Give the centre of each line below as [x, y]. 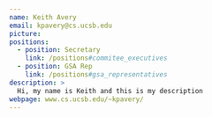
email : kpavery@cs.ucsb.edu [61, 26]
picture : [25, 33]
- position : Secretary [59, 50]
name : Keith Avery [43, 17]
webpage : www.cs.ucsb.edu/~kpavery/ [76, 99]
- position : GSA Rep [55, 67]
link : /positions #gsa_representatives [96, 75]
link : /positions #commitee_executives [96, 58]
